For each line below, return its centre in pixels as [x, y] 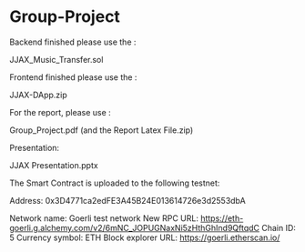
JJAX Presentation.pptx [54, 165]
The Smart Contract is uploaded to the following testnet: [115, 183]
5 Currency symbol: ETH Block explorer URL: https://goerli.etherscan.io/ [145, 237]
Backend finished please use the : [73, 42]
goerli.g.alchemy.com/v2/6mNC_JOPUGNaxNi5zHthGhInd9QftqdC [135, 227]
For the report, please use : [60, 112]
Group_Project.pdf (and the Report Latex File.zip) [102, 130]
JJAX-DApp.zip [39, 95]
